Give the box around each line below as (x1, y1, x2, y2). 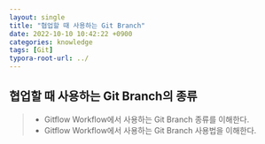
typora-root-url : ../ (9, 54, 90, 63)
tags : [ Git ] (9, 46, 53, 55)
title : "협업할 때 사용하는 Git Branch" (9, 21, 146, 30)
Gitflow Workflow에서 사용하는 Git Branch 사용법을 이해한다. (43, 125, 257, 135)
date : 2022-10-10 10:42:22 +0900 (9, 29, 133, 38)
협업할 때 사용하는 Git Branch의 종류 (9, 89, 198, 104)
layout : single (9, 12, 66, 22)
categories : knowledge (9, 37, 93, 47)
